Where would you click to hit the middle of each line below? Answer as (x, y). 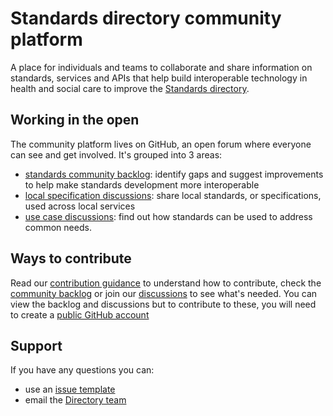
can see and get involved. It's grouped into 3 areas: (116, 154)
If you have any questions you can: (82, 370)
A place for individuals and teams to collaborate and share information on (161, 67)
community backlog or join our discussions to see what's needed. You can (164, 293)
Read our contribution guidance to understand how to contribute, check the (166, 283)
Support (36, 345)
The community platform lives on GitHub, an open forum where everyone (161, 144)
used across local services (80, 206)
